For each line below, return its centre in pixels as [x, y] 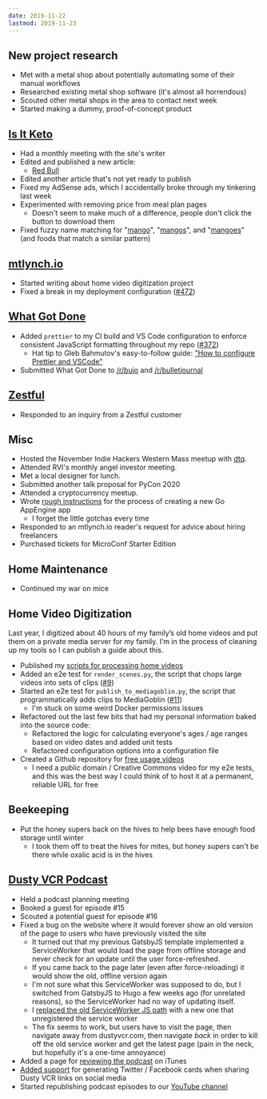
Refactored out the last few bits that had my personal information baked [138, 717]
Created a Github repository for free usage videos [102, 759]
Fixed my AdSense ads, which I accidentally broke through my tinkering [137, 187]
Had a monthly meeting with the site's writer [93, 154]
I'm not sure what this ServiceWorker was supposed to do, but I [136, 984]
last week [36, 196]
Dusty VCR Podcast [58, 880]
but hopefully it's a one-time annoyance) [99, 1052]
